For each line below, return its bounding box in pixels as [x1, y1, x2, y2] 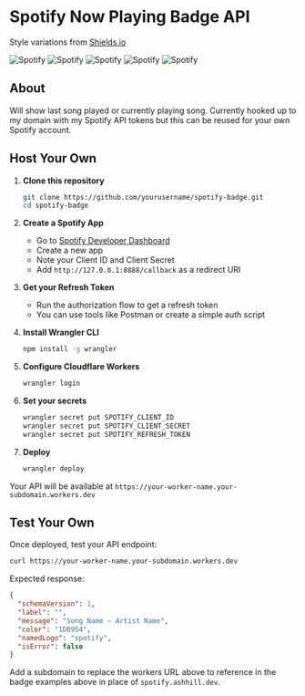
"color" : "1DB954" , [17, 625, 92, 634]
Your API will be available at [9, 481, 114, 492]
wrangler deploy [22, 463, 85, 473]
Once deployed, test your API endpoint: [9, 539, 158, 550]
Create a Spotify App [22, 217, 105, 229]
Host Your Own [9, 151, 97, 166]
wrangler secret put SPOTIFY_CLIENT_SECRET [22, 421, 191, 431]
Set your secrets [22, 395, 87, 407]
